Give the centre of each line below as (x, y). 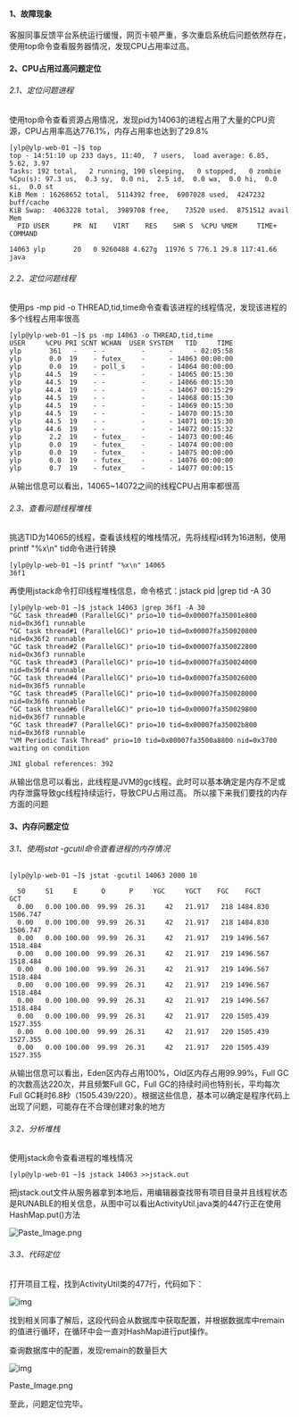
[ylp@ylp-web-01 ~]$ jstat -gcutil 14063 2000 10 (104, 876)
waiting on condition (50, 749)
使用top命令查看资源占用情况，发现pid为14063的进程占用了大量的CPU (138, 120)
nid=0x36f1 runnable (48, 624)
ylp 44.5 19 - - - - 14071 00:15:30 (121, 421)
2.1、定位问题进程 (42, 90)
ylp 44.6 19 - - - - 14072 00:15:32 (121, 429)
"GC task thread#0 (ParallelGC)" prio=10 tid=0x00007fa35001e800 (133, 616)
